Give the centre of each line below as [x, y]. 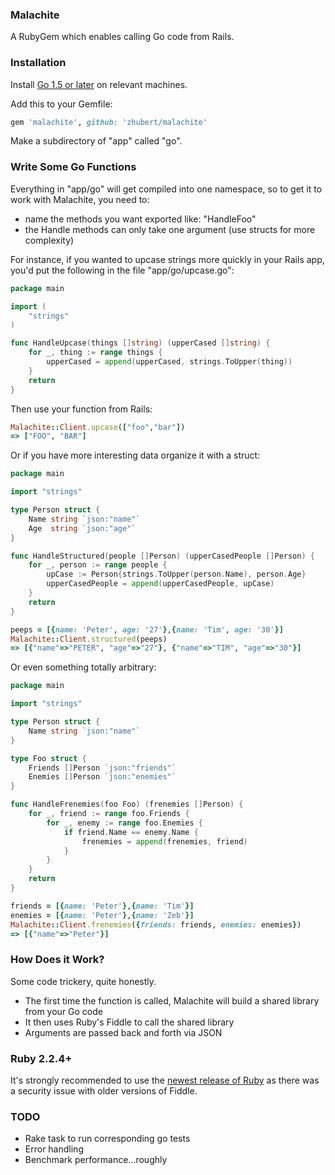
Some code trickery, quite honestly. [83, 981]
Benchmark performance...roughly [96, 1160]
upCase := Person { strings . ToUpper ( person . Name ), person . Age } [176, 574]
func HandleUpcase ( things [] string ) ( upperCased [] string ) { [140, 343]
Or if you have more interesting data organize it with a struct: [135, 455]
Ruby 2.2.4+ [41, 1058]
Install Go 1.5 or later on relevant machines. [99, 84]
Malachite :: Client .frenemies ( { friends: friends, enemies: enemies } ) [156, 924]
